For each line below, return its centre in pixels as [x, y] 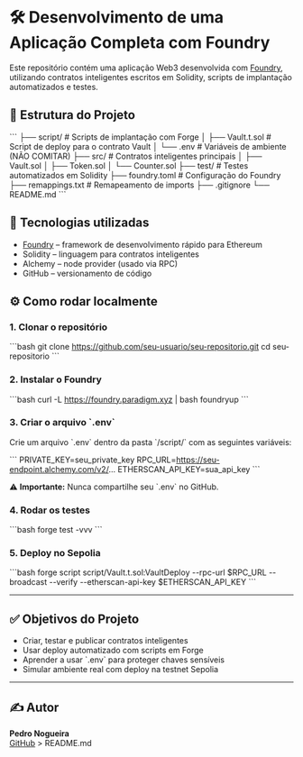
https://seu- [198, 460]
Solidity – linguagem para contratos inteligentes [111, 254]
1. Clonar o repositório [59, 327]
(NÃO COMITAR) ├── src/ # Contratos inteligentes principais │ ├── [136, 156]
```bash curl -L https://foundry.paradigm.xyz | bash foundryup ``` [129, 399]
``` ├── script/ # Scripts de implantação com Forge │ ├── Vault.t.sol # [141, 137]
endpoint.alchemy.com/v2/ [59, 469]
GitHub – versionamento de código [87, 273]
